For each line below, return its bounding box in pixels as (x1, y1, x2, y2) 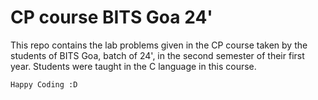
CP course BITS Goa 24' (10, 6, 213, 29)
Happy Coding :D (10, 79, 78, 90)
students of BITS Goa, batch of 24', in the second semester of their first (10, 49, 305, 61)
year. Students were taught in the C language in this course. (10, 60, 257, 72)
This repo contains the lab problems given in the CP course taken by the (10, 39, 308, 51)
